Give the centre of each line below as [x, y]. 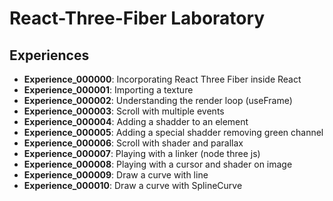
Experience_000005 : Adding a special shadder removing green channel [173, 132]
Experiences [49, 55]
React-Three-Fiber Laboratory [137, 18]
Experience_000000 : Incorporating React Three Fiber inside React [162, 79]
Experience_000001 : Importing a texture [108, 90]
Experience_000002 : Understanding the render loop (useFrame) [158, 100]
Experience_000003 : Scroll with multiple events [124, 111]
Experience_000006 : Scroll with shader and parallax [133, 143]
